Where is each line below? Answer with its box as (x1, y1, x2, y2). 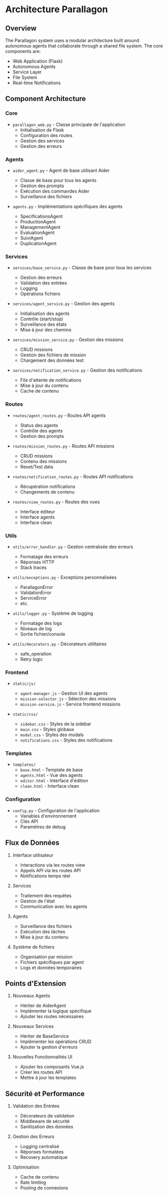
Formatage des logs (20, 620, 62, 626)
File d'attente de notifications (20, 377, 82, 383)
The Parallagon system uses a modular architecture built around (5, 37, 140, 43)
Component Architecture (5, 94, 86, 103)
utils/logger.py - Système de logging (12, 610, 93, 616)
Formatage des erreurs (20, 553, 69, 559)
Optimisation (12, 1164, 40, 1171)
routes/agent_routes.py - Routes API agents (12, 412, 106, 419)
